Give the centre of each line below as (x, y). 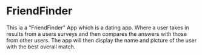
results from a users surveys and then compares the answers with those (96, 33)
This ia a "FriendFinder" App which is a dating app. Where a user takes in (98, 27)
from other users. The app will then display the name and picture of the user (102, 40)
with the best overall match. (41, 47)
